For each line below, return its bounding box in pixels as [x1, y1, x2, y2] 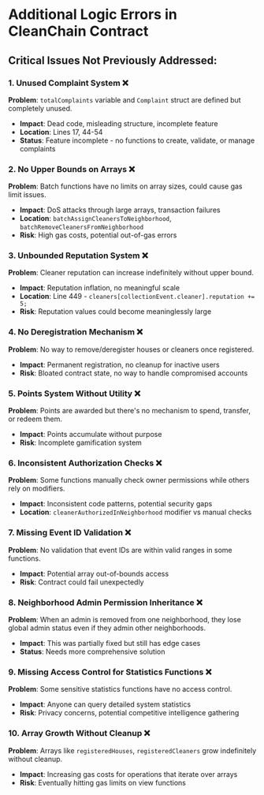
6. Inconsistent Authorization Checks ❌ [8, 457, 162, 468]
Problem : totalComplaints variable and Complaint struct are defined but [8, 95, 242, 104]
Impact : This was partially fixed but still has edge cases [19, 638, 201, 648]
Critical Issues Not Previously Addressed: [8, 54, 218, 67]
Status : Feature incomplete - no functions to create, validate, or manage [19, 136, 255, 145]
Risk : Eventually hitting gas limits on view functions [19, 778, 187, 787]
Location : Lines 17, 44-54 [19, 127, 103, 136]
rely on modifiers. [8, 483, 65, 494]
